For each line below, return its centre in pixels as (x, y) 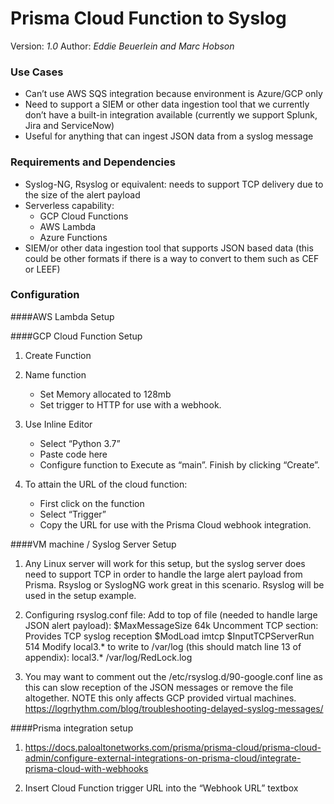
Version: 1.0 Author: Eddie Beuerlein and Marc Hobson (122, 46)
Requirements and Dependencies (93, 162)
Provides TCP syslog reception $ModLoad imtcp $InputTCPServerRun (169, 636)
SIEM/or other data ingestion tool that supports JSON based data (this (169, 248)
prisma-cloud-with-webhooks (86, 768)
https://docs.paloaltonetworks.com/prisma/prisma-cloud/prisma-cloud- (173, 747)
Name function (55, 374)
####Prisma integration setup (72, 728)
